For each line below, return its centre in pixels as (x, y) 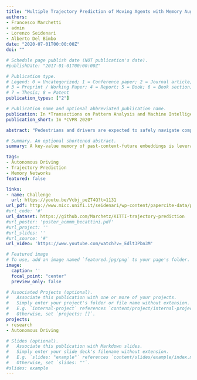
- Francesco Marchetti (34, 22)
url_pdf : (17, 206)
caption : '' (26, 270)
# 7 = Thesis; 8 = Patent (38, 93)
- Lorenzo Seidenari (31, 33)
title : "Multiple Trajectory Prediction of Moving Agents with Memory (94, 11)
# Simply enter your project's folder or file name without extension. (98, 303)
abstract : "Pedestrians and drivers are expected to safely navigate (93, 130)
